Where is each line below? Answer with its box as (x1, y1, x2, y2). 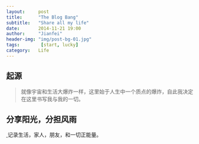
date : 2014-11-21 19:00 (6, 25, 82, 32)
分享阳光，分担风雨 (6, 114, 77, 124)
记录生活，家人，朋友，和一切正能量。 (7, 132, 102, 139)
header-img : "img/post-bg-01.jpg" (6, 36, 92, 42)
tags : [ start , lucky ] (6, 42, 79, 48)
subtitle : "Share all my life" (6, 20, 89, 26)
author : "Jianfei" (6, 31, 63, 37)
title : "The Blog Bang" (6, 14, 79, 20)
